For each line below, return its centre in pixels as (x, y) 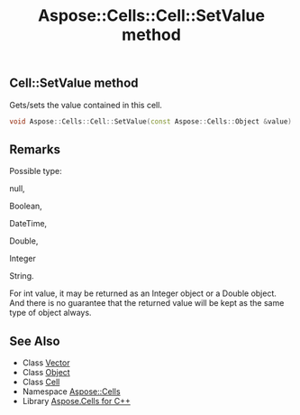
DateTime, (28, 224)
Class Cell (41, 382)
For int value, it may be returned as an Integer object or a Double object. (143, 293)
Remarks (35, 149)
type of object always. (50, 313)
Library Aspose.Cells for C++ (76, 401)
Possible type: (36, 171)
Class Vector (46, 363)
